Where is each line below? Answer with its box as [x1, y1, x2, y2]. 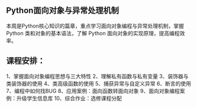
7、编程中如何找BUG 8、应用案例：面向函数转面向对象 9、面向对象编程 [6, 87, 180, 94]
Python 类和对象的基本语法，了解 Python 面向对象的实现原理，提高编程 [6, 29, 180, 36]
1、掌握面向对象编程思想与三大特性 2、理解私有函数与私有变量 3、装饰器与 [6, 72, 189, 79]
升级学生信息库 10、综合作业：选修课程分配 [16, 95, 122, 102]
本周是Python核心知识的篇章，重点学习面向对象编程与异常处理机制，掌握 [6, 22, 185, 29]
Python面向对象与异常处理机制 [6, 5, 120, 16]
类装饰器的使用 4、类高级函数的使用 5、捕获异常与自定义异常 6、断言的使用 [6, 80, 191, 87]
